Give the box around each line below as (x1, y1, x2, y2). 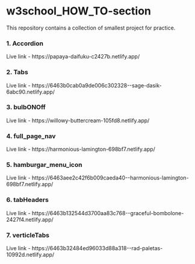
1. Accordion (6, 39, 44, 48)
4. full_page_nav (6, 131, 56, 140)
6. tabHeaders (6, 196, 49, 204)
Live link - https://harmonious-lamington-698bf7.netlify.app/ (6, 146, 155, 153)
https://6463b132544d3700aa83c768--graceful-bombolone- (32, 209, 184, 216)
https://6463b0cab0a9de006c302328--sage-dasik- (32, 81, 162, 89)
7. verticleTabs (6, 231, 50, 239)
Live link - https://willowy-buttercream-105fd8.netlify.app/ (6, 116, 150, 124)
